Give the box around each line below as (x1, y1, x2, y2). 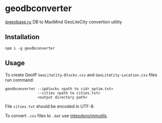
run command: (5, 77, 34, 83)
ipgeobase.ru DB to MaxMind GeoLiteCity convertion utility (5, 19, 122, 25)
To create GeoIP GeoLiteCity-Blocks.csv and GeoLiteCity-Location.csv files (5, 72, 158, 77)
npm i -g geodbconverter (5, 46, 55, 51)
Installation (5, 33, 40, 41)
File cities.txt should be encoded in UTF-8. (5, 103, 95, 109)
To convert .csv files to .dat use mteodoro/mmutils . (5, 112, 108, 119)
